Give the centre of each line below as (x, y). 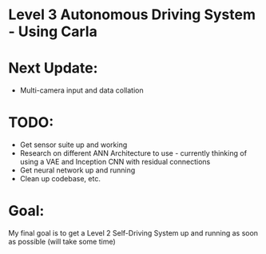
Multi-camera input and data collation (81, 90)
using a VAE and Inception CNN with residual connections (115, 162)
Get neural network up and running (77, 170)
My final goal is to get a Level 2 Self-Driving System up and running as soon (133, 233)
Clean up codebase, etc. (60, 179)
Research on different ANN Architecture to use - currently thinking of (133, 153)
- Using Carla (53, 32)
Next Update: (53, 68)
